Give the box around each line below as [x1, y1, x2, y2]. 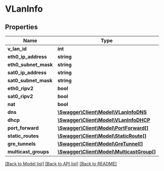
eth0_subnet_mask [7, 61, 53, 68]
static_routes [7, 133, 39, 139]
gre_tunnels [7, 140, 36, 147]
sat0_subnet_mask [7, 77, 53, 84]
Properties [5, 23, 38, 31]
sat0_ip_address [7, 69, 47, 76]
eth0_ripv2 [7, 85, 34, 92]
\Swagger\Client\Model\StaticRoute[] [58, 133, 146, 139]
